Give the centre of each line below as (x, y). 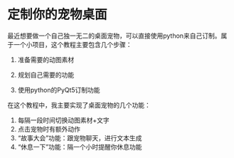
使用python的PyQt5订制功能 (59, 90)
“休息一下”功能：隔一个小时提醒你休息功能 (80, 147)
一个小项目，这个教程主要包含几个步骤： (73, 44)
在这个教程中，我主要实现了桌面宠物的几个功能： (79, 105)
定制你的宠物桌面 (58, 15)
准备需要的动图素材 (46, 59)
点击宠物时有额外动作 (49, 129)
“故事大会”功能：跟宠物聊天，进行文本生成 (80, 138)
